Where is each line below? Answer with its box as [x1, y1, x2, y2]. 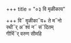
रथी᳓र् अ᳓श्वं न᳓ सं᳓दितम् [6, 24, 54, 30]
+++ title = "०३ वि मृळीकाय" [6, 6, 66, 12]
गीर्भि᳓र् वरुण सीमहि [6, 30, 42, 37]
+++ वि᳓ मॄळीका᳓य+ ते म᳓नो [6, 17, 62, 24]
